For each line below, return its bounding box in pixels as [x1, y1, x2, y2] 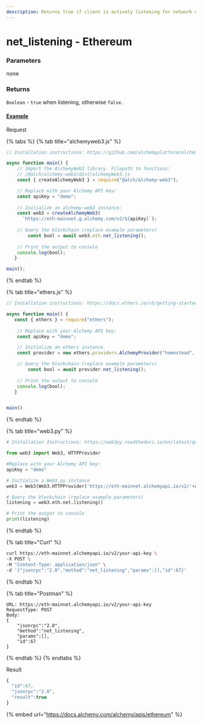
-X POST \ [6, 556, 31, 562]
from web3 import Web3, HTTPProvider [6, 450, 101, 456]
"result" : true [11, 694, 47, 700]
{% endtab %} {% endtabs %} [6, 654, 81, 661]
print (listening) [6, 516, 50, 522]
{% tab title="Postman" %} [6, 590, 73, 597]
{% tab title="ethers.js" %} [6, 289, 73, 296]
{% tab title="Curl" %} [6, 539, 62, 546]
